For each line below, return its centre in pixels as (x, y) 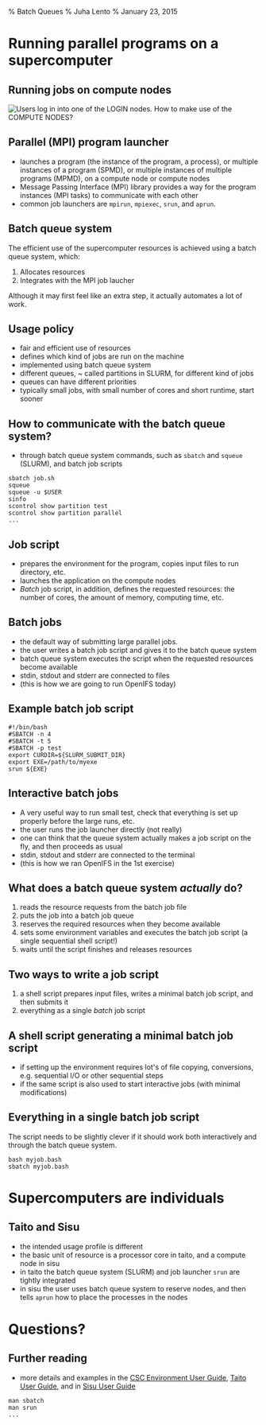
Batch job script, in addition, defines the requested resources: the (127, 589)
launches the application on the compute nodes (98, 580)
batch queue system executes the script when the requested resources (137, 658)
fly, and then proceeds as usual (71, 846)
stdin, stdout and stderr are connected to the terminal (107, 855)
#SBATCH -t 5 (30, 741)
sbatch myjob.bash (39, 1167)
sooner (31, 399)
